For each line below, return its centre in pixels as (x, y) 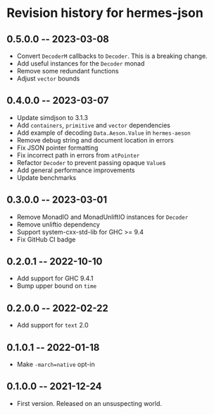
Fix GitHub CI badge (46, 239)
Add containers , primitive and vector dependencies (93, 125)
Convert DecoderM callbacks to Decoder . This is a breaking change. (112, 56)
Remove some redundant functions (68, 71)
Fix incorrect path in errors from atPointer (78, 155)
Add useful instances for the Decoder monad (81, 64)
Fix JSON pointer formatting (57, 148)
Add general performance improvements (76, 170)
